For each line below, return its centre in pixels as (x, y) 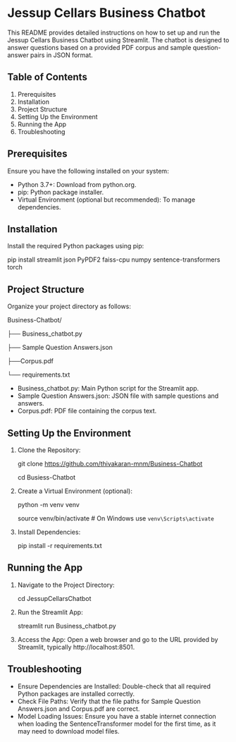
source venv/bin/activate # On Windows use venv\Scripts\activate (116, 518)
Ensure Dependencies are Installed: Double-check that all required (114, 686)
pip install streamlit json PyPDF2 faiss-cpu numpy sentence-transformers (114, 260)
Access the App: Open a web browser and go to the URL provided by (118, 639)
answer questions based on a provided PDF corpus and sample (99, 47)
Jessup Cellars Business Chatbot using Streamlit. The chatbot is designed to (118, 39)
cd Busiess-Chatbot (46, 477)
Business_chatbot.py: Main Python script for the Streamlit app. (108, 389)
